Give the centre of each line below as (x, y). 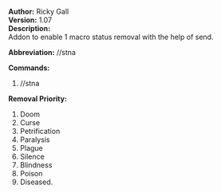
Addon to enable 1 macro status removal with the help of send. (111, 37)
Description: (29, 28)
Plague (32, 148)
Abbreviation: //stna (42, 52)
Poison (31, 173)
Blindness (36, 165)
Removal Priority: (38, 98)
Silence (32, 156)
